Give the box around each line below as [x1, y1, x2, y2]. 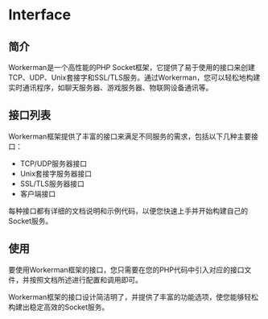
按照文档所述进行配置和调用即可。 [29, 275, 142, 284]
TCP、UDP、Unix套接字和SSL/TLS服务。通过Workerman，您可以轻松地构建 [8, 72, 261, 82]
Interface [8, 6, 71, 24]
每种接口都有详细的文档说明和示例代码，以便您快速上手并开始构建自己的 [8, 205, 248, 215]
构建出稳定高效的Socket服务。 [8, 302, 109, 312]
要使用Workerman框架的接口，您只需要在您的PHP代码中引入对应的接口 [8, 264, 245, 275]
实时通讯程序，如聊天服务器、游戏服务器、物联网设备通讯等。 [8, 83, 213, 92]
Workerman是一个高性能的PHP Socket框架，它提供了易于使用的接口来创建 [8, 63, 256, 72]
